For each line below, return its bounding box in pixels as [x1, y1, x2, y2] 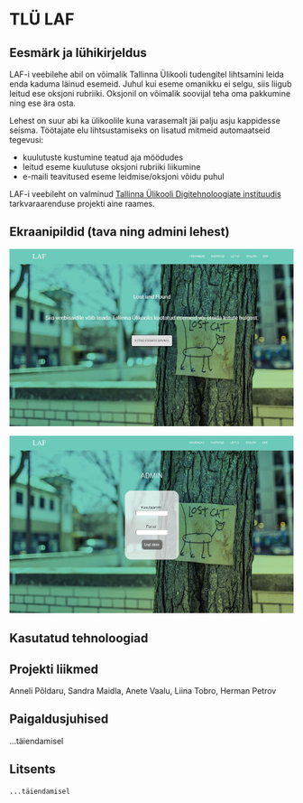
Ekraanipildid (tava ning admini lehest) [9, 224, 230, 239]
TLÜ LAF [9, 9, 75, 30]
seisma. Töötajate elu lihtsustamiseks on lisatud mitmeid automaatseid [9, 125, 271, 135]
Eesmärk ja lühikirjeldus [9, 45, 147, 61]
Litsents [9, 761, 56, 777]
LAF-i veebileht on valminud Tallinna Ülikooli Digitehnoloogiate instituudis [9, 189, 281, 199]
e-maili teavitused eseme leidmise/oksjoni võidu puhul [22, 172, 225, 182]
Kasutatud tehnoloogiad [9, 630, 149, 646]
